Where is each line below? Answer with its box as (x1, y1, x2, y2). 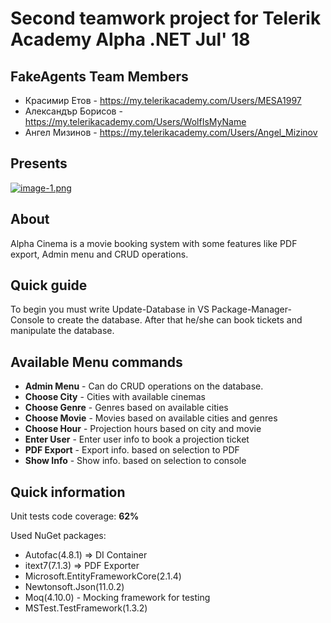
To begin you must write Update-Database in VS (10, 303, 210, 316)
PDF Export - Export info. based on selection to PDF (24, 444, 240, 456)
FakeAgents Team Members (10, 68, 189, 85)
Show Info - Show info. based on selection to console (24, 455, 247, 467)
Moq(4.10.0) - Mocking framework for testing (24, 592, 211, 604)
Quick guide (10, 277, 88, 294)
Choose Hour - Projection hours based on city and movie (24, 423, 262, 435)
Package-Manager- (211, 303, 292, 316)
